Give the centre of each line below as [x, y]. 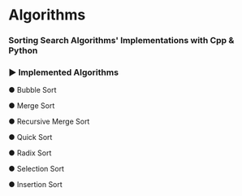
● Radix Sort [30, 153]
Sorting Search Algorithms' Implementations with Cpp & [121, 41]
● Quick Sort [30, 137]
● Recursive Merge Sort [49, 122]
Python [23, 50]
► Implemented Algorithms [64, 72]
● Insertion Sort [35, 185]
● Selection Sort [37, 169]
